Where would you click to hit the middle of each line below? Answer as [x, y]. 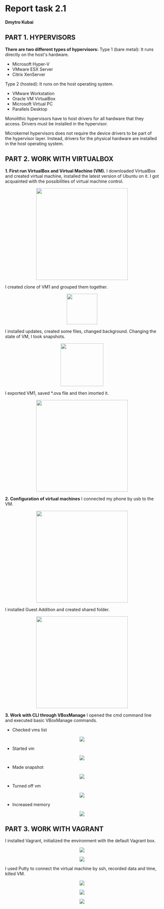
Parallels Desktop [30, 109]
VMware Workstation [33, 93]
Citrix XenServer [29, 74]
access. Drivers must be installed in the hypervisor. [57, 123]
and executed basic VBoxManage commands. [51, 720]
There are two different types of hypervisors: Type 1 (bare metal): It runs [79, 49]
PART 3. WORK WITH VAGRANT [54, 829]
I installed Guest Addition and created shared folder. [57, 609]
